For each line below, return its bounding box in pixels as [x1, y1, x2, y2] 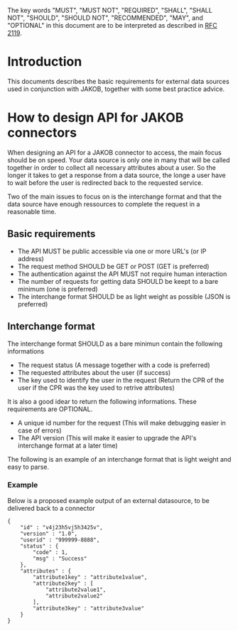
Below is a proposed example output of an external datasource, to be [7, 496, 210, 504]
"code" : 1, [33, 548, 69, 556]
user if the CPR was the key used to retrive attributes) [17, 383, 175, 392]
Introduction [7, 53, 82, 70]
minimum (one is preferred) [17, 285, 98, 293]
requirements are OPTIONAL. [7, 405, 93, 413]
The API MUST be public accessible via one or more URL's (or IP [17, 247, 207, 255]
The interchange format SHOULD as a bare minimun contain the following [7, 339, 222, 348]
